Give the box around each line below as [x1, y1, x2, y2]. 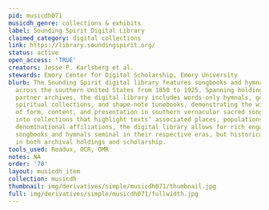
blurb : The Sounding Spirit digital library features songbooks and [8, 78, 242, 86]
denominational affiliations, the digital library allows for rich [15, 123, 246, 131]
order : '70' [8, 160, 48, 168]
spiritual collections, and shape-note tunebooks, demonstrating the [15, 101, 252, 109]
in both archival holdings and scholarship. [15, 137, 167, 146]
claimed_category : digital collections [8, 34, 142, 42]
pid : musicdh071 [8, 11, 62, 20]
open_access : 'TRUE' [8, 57, 78, 65]
